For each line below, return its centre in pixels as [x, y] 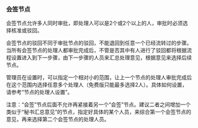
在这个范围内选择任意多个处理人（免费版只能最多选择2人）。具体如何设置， [97, 85]
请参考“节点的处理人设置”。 [39, 92]
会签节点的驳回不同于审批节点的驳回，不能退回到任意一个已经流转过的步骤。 [99, 43]
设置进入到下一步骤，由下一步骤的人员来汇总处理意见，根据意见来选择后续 [101, 58]
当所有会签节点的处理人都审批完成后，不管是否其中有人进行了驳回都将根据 [96, 50]
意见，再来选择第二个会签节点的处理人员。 [58, 119]
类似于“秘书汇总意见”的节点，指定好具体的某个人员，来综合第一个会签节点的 [99, 112]
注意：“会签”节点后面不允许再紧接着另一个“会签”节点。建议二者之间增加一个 [98, 105]
